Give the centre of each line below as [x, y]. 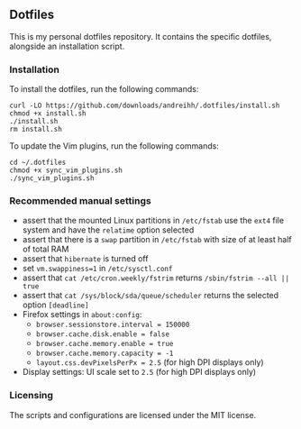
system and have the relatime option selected [108, 230]
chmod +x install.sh [48, 114]
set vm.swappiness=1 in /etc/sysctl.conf [97, 269]
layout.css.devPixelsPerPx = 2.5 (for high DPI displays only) [150, 362]
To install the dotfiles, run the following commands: [104, 89]
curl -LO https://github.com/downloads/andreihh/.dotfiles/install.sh [145, 106]
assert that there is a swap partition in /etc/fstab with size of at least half [157, 240]
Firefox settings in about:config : [82, 315]
